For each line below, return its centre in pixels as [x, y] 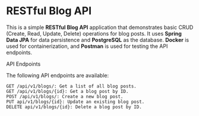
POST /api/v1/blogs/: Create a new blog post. [65, 96]
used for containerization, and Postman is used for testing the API [87, 46]
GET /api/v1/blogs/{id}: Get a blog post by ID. [67, 91]
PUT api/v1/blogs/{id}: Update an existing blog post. [75, 102]
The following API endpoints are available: [57, 75]
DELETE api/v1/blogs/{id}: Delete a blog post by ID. [74, 107]
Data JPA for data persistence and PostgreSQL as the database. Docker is [97, 40]
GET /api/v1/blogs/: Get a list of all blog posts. [71, 86]
